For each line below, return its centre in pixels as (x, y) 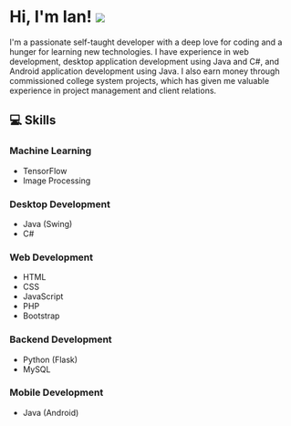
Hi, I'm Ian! (51, 17)
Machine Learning (51, 151)
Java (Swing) (47, 223)
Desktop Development (60, 204)
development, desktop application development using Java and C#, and (145, 61)
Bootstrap (41, 316)
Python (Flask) (50, 359)
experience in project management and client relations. (113, 90)
